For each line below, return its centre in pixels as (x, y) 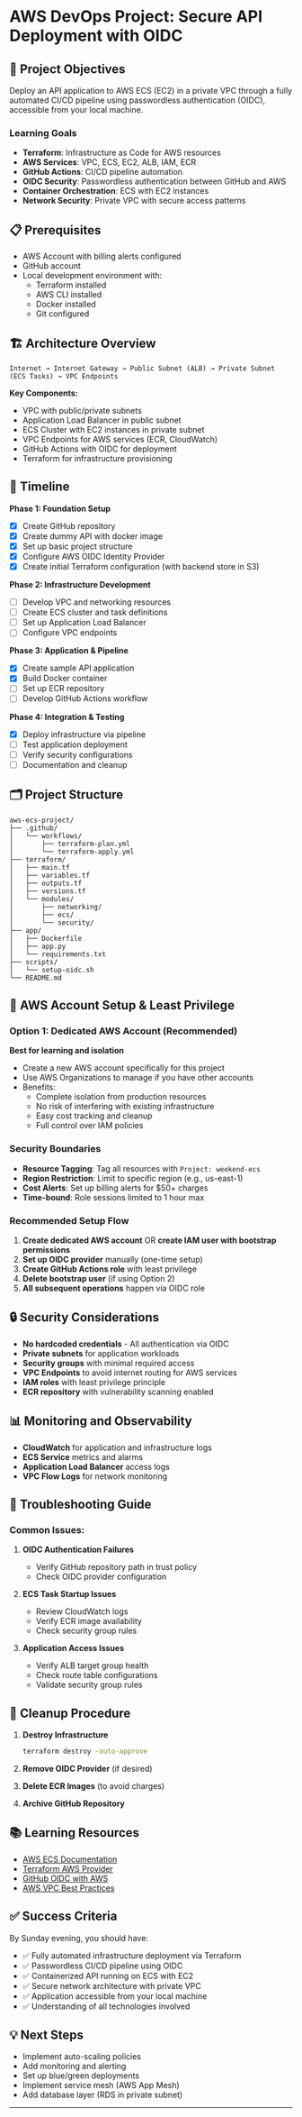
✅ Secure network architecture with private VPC (112, 1985)
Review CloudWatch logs (82, 1611)
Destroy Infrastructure (65, 1735)
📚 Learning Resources (75, 1833)
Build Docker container (65, 679)
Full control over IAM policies (89, 1126)
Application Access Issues (73, 1648)
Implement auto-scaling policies (82, 2057)
